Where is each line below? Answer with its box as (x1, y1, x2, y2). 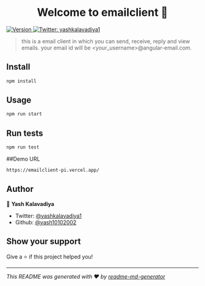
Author (6, 184, 34, 194)
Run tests (6, 128, 43, 138)
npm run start (6, 111, 43, 117)
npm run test (6, 144, 40, 150)
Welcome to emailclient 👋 (37, 5, 168, 20)
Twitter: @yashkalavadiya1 (15, 212, 82, 219)
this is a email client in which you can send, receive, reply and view (21, 37, 190, 45)
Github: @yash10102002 (15, 218, 77, 226)
